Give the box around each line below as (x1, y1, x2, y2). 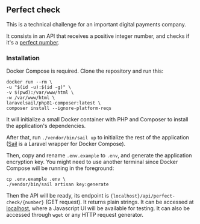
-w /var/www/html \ (6, 95, 55, 101)
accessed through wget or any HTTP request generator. (6, 211, 143, 219)
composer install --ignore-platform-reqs (6, 105, 112, 112)
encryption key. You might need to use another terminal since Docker (6, 159, 178, 166)
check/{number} (6, 199, 45, 206)
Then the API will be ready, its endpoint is (6, 192, 110, 199)
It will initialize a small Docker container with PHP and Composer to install (6, 116, 189, 123)
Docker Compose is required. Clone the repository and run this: (6, 67, 164, 74)
